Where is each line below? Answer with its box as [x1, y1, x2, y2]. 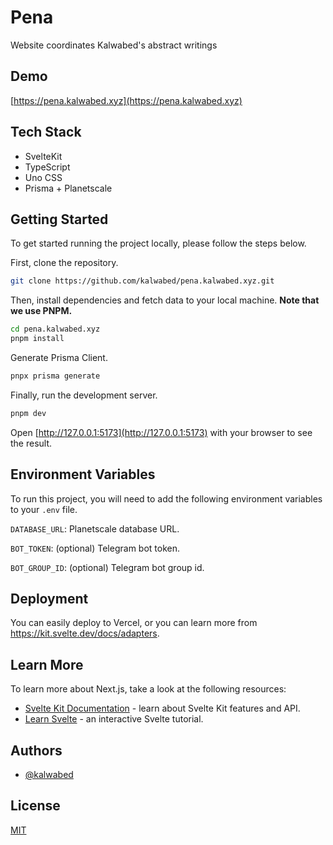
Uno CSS [24, 171, 63, 183]
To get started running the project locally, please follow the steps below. [10, 237, 307, 250]
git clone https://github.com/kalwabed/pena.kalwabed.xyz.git [10, 276, 275, 286]
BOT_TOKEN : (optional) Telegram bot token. [10, 542, 180, 554]
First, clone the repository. [10, 257, 119, 269]
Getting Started [10, 211, 109, 228]
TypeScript [24, 161, 71, 173]
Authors [10, 742, 63, 759]
